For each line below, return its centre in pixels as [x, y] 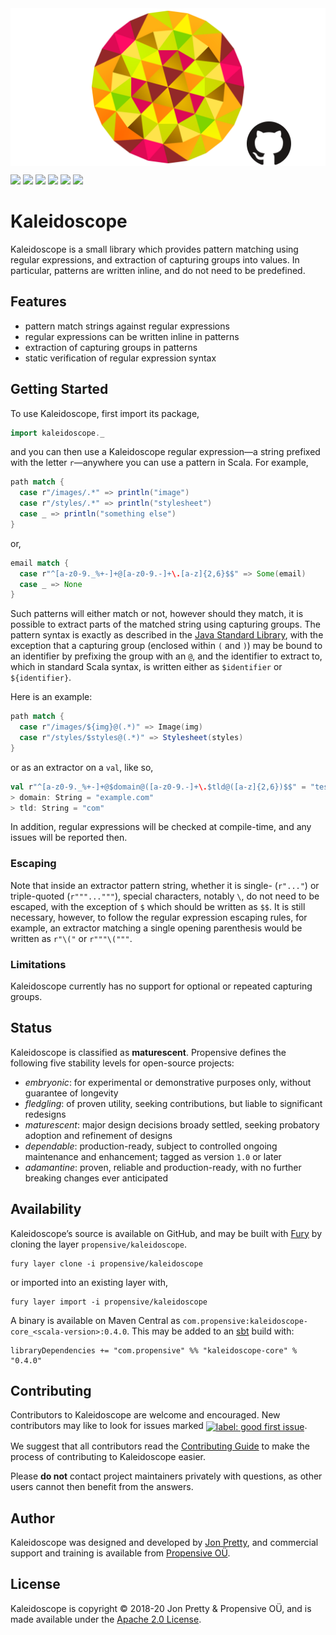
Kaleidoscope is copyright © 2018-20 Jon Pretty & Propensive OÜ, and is [161, 1608]
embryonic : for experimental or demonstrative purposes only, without [168, 1082]
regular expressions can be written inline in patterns [132, 336]
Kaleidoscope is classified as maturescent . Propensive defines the [148, 1052]
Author [32, 1518]
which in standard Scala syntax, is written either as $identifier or [146, 667]
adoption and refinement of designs [98, 1135]
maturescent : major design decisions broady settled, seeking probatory [172, 1124]
